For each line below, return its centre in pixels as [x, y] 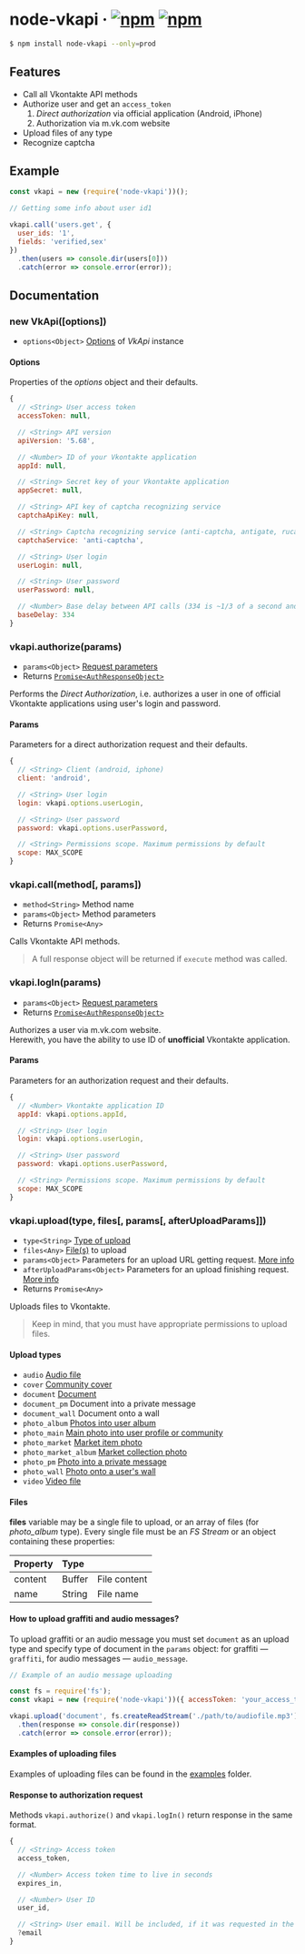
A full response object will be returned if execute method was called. [159, 959]
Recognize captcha [59, 142]
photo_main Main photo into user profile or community [123, 1433]
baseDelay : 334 [46, 615]
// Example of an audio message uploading [91, 1675]
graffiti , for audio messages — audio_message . [99, 1658]
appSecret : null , [50, 491]
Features [35, 72]
